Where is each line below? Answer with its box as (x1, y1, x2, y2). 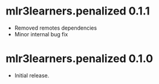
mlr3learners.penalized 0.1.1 (5, 4, 151, 18)
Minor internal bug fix (14, 30, 68, 37)
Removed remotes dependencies (14, 24, 97, 31)
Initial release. (14, 71, 50, 79)
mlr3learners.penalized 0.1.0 (5, 52, 154, 66)
